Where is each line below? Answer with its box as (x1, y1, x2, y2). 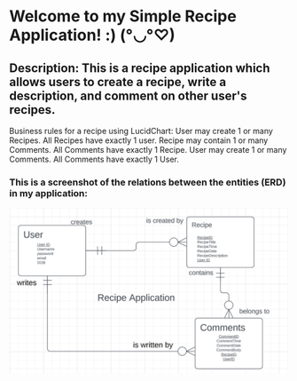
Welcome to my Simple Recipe (9, 6, 237, 27)
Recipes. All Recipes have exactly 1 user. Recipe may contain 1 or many (9, 135, 269, 146)
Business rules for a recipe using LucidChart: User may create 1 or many (9, 126, 273, 136)
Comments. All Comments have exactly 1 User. (9, 154, 179, 164)
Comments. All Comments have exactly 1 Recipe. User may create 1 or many (9, 145, 287, 155)
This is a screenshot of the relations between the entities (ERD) (9, 176, 286, 188)
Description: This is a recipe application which (9, 60, 270, 75)
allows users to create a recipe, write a (9, 74, 227, 90)
